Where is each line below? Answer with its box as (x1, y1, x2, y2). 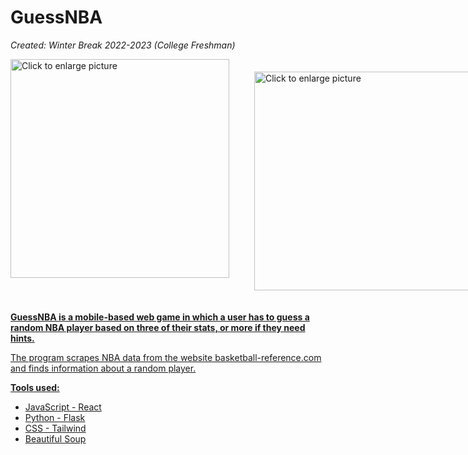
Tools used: (10, 381, 60, 393)
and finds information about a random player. (10, 362, 197, 374)
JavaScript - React (24, 401, 102, 413)
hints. (10, 332, 35, 344)
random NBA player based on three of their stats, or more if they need (10, 321, 306, 333)
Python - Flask (24, 411, 86, 423)
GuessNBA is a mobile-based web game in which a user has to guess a (10, 311, 310, 323)
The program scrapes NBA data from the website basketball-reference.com (10, 351, 322, 363)
